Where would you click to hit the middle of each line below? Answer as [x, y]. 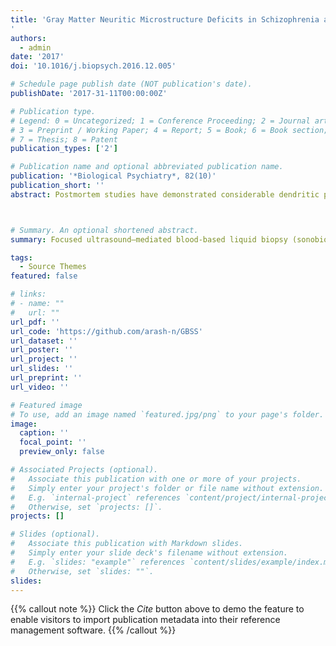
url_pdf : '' [35, 322]
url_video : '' [40, 387]
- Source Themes [53, 267]
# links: [28, 294]
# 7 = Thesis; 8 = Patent [64, 139]
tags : [21, 257]
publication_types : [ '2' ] [64, 149]
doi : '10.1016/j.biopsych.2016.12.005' [93, 66]
